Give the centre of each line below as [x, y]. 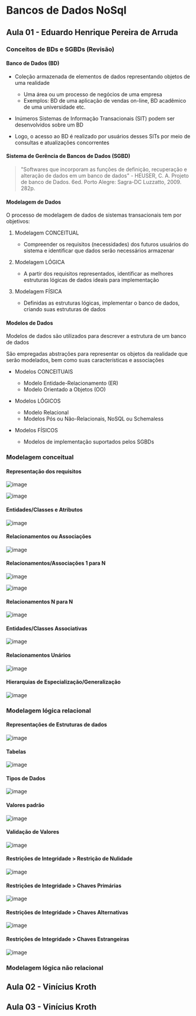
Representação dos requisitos [44, 471]
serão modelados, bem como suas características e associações [85, 360]
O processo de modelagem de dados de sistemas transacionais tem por [94, 215]
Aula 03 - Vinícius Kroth [51, 1007]
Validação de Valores [33, 832]
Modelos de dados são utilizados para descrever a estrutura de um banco [96, 336]
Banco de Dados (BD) [33, 64]
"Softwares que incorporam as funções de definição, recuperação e [104, 169]
